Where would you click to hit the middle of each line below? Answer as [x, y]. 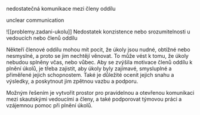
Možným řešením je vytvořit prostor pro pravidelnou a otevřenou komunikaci [100, 93]
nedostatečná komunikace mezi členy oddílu [61, 9]
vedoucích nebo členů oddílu [42, 38]
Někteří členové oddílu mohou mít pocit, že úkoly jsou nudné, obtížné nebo [98, 49]
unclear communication [35, 20]
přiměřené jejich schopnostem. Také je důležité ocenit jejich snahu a [90, 75]
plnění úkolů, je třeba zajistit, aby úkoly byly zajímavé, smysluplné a [89, 69]
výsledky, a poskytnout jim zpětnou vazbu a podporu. [72, 81]
